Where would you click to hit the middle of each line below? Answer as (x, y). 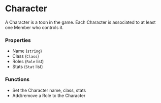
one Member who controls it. (34, 27)
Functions (17, 79)
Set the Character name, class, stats (49, 90)
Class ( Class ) (26, 56)
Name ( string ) (27, 51)
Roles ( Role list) (28, 62)
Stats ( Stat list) (28, 67)
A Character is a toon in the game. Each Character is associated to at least (80, 22)
